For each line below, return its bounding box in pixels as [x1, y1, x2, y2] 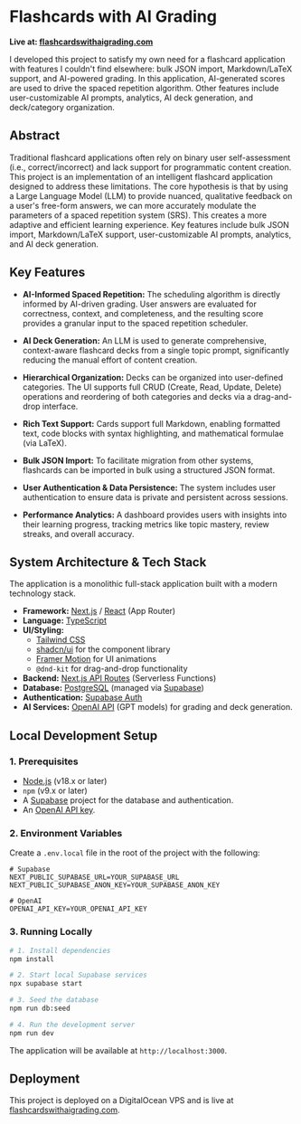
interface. [42, 401, 79, 411]
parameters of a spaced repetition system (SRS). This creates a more [9, 210, 268, 221]
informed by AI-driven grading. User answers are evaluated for [22, 298, 258, 309]
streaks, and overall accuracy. [22, 528, 135, 539]
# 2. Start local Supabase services [9, 970, 147, 980]
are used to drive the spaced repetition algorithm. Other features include [9, 82, 279, 93]
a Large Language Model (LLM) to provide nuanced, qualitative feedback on [9, 190, 293, 201]
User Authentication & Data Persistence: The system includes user [22, 482, 276, 493]
